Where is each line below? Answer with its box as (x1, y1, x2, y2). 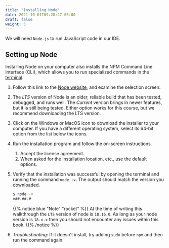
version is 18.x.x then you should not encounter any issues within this (12, 216, 159, 222)
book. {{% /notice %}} (12, 222, 59, 228)
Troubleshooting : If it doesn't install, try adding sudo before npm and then (12, 231, 163, 237)
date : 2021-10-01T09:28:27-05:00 (5, 12, 76, 17)
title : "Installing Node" (5, 7, 60, 13)
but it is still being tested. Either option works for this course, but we (12, 105, 155, 111)
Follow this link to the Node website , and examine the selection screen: (12, 84, 161, 90)
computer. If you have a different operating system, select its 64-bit (12, 125, 154, 132)
